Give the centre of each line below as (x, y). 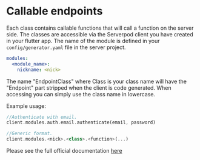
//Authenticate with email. (42, 117)
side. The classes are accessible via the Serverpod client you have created (100, 34)
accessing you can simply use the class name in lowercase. (81, 94)
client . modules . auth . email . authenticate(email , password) (81, 122)
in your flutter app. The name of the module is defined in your (83, 41)
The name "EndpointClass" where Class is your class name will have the (96, 81)
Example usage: (26, 106)
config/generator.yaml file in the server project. (66, 47)
